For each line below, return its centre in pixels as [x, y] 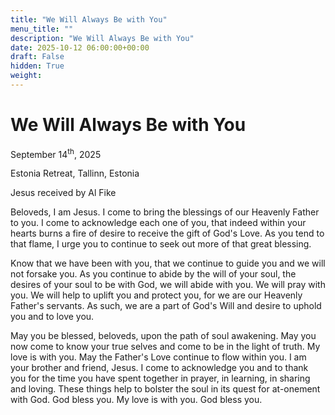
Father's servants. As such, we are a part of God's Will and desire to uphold [166, 306]
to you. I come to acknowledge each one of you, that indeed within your [158, 223]
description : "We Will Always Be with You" [102, 38]
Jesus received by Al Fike [63, 193]
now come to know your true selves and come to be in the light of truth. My [165, 347]
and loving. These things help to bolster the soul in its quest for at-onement [165, 389]
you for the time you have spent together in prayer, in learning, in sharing [160, 378]
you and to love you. [52, 317]
